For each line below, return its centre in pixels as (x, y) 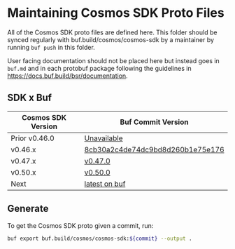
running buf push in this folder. (51, 47)
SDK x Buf (30, 98)
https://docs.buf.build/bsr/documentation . (67, 76)
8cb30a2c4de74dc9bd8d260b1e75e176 (154, 149)
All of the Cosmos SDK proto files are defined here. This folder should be (112, 32)
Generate (28, 209)
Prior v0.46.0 (33, 138)
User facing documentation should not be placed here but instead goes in (114, 60)
